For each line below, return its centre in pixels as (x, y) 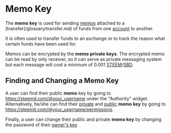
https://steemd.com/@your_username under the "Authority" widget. (77, 98)
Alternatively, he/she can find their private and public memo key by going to (85, 104)
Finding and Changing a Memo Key (62, 81)
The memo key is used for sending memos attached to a (65, 23)
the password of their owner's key (41, 125)
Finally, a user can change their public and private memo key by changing (83, 119)
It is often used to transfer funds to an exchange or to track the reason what (85, 38)
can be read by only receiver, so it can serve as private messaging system (84, 59)
